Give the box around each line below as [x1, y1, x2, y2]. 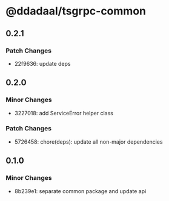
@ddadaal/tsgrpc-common [5, 4, 147, 18]
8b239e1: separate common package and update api [14, 187, 147, 194]
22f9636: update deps [14, 60, 71, 67]
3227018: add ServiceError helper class [14, 109, 113, 116]
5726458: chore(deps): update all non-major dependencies [14, 138, 163, 145]
